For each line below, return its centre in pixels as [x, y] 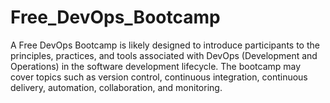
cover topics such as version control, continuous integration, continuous [159, 77]
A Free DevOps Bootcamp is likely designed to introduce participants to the [165, 45]
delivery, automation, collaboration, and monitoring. [116, 87]
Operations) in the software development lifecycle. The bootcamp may [156, 66]
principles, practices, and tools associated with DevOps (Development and [164, 55]
